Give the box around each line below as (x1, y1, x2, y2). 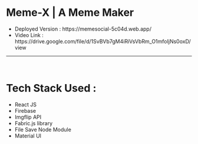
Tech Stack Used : (6, 82, 97, 95)
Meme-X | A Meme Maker (6, 6, 134, 19)
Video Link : (14, 31, 44, 38)
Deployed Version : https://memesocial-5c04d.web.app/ (14, 25, 152, 32)
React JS (14, 101, 37, 108)
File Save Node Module (14, 126, 72, 133)
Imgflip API (14, 113, 42, 120)
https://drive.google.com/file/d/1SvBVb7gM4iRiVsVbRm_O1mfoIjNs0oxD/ (14, 38, 191, 45)
